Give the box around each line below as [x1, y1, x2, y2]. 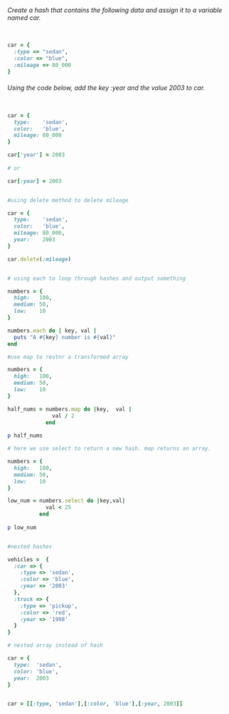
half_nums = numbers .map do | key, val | [7, 406, 132, 413]
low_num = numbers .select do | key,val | [7, 497, 126, 505]
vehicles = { [7, 555, 50, 563]
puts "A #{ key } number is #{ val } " [14, 333, 116, 341]
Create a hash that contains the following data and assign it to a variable [7, 6, 223, 14]
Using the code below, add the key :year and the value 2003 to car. [7, 84, 206, 92]
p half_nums [7, 432, 43, 439]
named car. [7, 13, 41, 21]
